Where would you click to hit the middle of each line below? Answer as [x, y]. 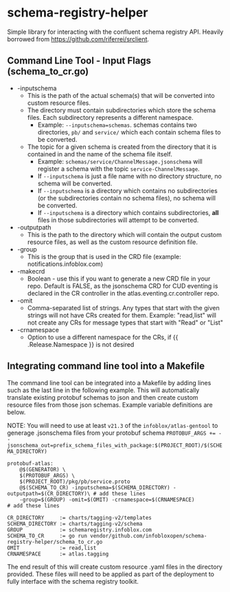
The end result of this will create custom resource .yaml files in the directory [115, 567]
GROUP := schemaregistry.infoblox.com [80, 530]
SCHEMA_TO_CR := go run [47, 535]
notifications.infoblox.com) [65, 264]
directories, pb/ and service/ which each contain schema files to [129, 132]
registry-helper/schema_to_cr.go [55, 542]
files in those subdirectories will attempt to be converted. [118, 220]
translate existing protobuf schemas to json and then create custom [103, 397]
